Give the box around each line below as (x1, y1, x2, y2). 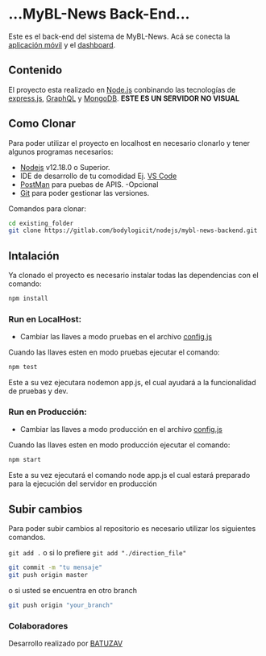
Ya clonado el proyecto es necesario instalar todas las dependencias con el (8, 271, 260, 280)
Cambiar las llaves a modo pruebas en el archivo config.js (19, 332, 212, 342)
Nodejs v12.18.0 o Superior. (19, 162, 110, 172)
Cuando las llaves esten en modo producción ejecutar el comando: (8, 440, 231, 450)
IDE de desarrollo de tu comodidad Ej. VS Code (19, 171, 177, 181)
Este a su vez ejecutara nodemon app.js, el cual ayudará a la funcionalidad (8, 378, 256, 388)
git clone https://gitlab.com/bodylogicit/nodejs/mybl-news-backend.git (8, 226, 258, 235)
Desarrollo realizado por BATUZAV (8, 638, 123, 649)
